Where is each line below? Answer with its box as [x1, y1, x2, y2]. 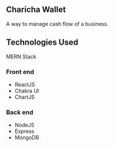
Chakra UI [14, 87, 39, 94]
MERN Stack [6, 53, 36, 60]
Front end [6, 68, 34, 76]
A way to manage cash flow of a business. [6, 20, 109, 27]
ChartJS [14, 93, 35, 101]
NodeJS [14, 122, 35, 129]
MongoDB [14, 134, 39, 141]
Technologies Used [6, 38, 78, 48]
